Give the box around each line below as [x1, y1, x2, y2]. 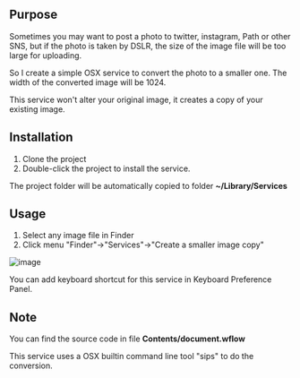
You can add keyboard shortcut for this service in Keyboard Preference [9, 274, 272, 285]
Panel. [9, 284, 33, 295]
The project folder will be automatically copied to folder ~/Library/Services [9, 180, 288, 191]
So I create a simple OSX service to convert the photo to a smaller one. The [9, 67, 287, 78]
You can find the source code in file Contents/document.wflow [9, 333, 246, 344]
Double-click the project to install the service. [21, 163, 191, 174]
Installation [9, 130, 73, 145]
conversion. [9, 360, 53, 371]
